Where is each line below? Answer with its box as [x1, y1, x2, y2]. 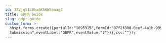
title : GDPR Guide [5, 12, 43, 17]
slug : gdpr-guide [5, 16, 41, 21]
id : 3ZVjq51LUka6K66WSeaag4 [5, 7, 63, 12]
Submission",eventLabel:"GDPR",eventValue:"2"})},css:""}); [9, 30, 136, 35]
